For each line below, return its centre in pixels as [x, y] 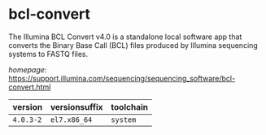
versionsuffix [76, 107]
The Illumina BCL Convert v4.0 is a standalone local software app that [125, 37]
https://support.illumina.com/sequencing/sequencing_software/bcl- [122, 78]
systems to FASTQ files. [48, 54]
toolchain [130, 107]
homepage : [28, 69]
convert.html [30, 87]
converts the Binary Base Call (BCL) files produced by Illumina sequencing [133, 45]
